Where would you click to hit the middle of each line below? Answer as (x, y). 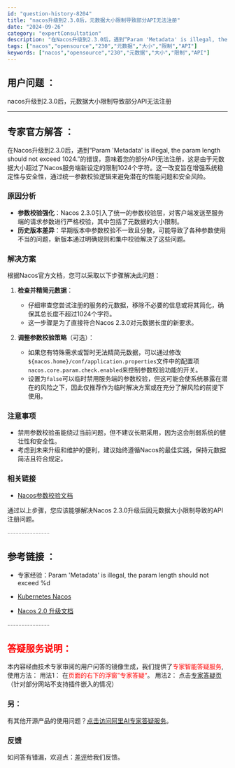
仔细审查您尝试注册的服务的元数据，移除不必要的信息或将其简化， (123, 305)
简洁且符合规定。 (42, 459)
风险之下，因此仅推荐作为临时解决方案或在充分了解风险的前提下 (132, 388)
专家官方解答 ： (41, 132)
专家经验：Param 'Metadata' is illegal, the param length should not (113, 575)
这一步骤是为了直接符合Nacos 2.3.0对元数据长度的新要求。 (113, 323)
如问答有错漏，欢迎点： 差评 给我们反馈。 (65, 757)
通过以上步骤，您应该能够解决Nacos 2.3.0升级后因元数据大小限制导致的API (115, 510)
